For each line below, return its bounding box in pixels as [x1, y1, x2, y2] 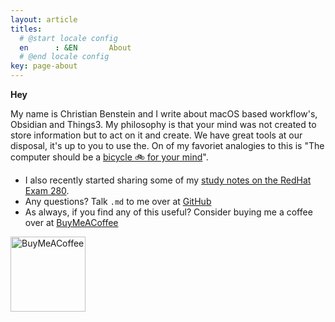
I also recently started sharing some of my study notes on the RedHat [24, 174, 312, 186]
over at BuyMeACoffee [24, 217, 119, 228]
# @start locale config [19, 33, 118, 43]
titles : [10, 24, 43, 34]
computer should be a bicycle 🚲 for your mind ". [10, 151, 209, 163]
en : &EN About [19, 42, 132, 53]
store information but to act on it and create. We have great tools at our [10, 129, 303, 141]
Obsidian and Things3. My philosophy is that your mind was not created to [10, 119, 317, 130]
